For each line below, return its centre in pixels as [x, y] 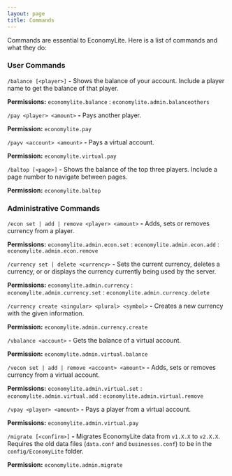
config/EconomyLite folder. [45, 452]
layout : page [26, 14]
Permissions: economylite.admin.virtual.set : [75, 389]
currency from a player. [41, 231]
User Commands [36, 66]
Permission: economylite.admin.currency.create [78, 327]
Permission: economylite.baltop [54, 190]
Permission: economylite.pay [50, 128]
